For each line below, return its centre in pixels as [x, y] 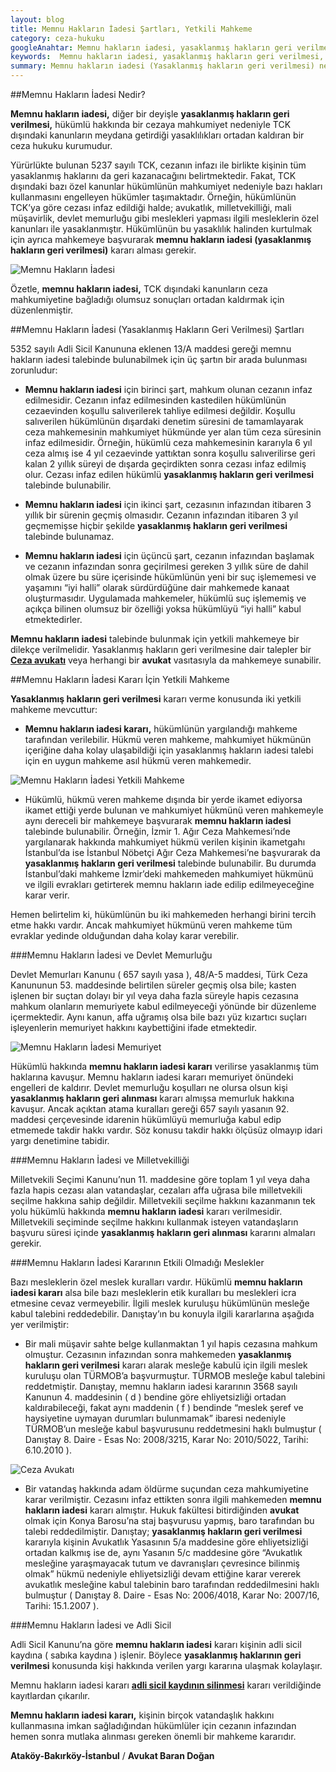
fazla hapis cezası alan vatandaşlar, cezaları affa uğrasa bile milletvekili [156, 1190]
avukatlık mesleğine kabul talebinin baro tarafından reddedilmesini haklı [172, 1584]
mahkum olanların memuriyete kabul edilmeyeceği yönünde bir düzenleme [163, 1006]
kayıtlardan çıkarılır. [50, 1695]
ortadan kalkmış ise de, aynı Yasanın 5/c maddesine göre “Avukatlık [163, 1552]
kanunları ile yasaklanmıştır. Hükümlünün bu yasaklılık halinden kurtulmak [161, 229]
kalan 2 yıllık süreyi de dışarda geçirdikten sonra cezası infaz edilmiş [165, 464]
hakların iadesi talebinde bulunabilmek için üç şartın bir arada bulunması [159, 359]
